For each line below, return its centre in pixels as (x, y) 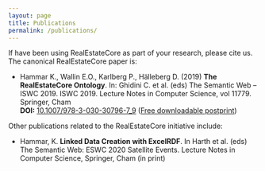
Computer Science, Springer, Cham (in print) (92, 158)
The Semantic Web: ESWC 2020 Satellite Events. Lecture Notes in (127, 150)
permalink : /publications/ (53, 30)
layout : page (30, 16)
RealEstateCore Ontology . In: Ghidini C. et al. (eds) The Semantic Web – (138, 85)
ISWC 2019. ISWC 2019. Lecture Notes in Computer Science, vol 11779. (136, 94)
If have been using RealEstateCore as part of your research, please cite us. (131, 53)
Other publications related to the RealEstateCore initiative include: (116, 126)
